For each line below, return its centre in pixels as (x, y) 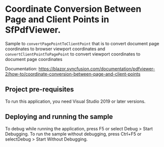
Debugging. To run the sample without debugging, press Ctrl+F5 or (73, 134)
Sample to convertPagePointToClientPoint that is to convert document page (82, 43)
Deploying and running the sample (59, 117)
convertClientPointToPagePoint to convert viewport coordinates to (73, 54)
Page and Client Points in (57, 19)
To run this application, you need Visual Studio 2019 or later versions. (75, 101)
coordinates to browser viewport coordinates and (55, 49)
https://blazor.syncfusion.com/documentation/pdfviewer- (97, 69)
